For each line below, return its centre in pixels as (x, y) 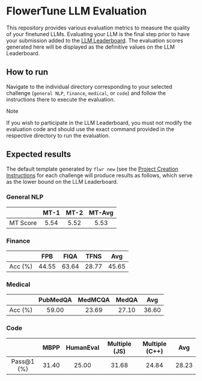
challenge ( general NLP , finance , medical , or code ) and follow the (86, 93)
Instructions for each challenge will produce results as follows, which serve (99, 175)
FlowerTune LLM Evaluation (77, 11)
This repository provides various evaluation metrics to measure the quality (98, 28)
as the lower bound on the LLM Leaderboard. (62, 181)
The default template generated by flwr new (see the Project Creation (92, 169)
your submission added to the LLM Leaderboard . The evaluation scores (95, 40)
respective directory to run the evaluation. (58, 135)
